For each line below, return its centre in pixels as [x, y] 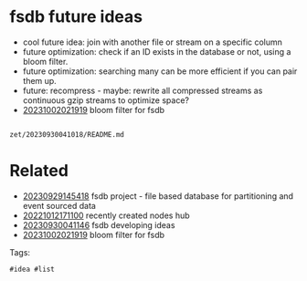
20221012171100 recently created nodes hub [106, 215]
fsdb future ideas [76, 17]
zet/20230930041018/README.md [67, 134]
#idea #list [32, 269]
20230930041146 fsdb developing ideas [99, 224]
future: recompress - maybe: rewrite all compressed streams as [143, 90]
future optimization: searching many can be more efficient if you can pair [160, 71]
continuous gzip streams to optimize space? [106, 100]
